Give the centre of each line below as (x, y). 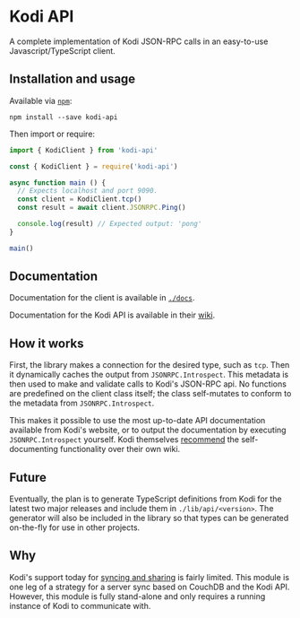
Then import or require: (52, 134)
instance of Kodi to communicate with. (80, 605)
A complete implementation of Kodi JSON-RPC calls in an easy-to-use (139, 41)
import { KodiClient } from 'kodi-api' (84, 150)
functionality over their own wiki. (120, 449)
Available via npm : (41, 100)
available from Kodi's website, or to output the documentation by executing (148, 430)
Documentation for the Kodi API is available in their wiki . (112, 315)
